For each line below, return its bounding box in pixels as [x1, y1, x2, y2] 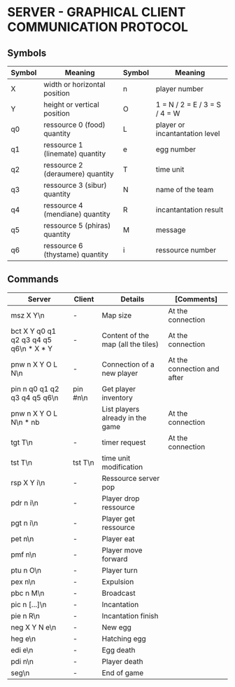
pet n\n [10, 533, 34, 543]
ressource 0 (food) [43, 120, 106, 130]
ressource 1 [43, 140, 83, 149]
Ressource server [101, 473, 160, 483]
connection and [168, 364, 220, 374]
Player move [101, 545, 143, 555]
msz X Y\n [10, 310, 45, 320]
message [155, 225, 187, 235]
